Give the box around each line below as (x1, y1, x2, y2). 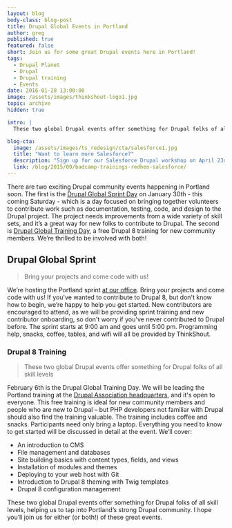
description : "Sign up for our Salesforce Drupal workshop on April (13, 157, 215, 164)
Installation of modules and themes (17, 462, 117, 471)
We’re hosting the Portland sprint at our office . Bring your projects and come (7, 285, 225, 294)
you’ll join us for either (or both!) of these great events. (7, 513, 163, 521)
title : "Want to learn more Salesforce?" (13, 151, 135, 158)
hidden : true (7, 106, 45, 113)
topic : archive (7, 100, 51, 107)
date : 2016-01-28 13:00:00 (7, 87, 85, 94)
